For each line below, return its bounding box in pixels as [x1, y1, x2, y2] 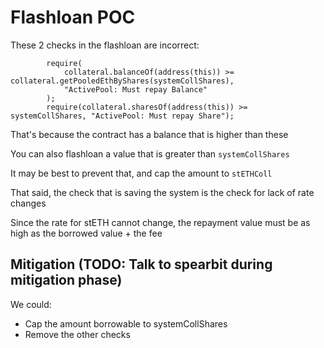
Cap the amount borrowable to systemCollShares [24, 317, 228, 330]
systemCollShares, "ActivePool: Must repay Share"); [10, 111, 235, 121]
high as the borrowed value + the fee [10, 227, 163, 239]
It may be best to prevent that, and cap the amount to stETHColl [10, 167, 273, 179]
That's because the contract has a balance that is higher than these [10, 128, 289, 140]
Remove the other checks [24, 328, 131, 340]
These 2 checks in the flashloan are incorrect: [10, 39, 200, 51]
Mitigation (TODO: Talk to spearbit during [10, 256, 273, 273]
